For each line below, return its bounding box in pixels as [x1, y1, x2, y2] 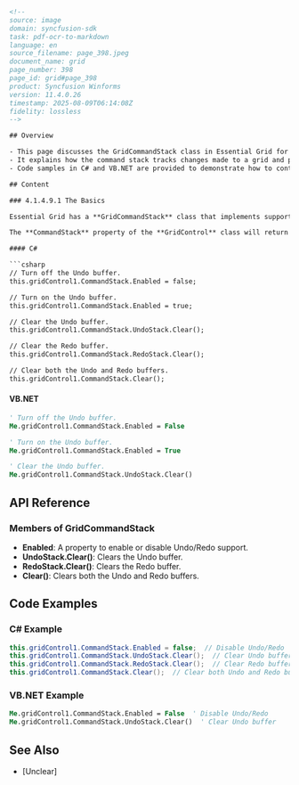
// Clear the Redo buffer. [9, 342, 109, 351]
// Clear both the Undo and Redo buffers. [9, 366, 169, 375]
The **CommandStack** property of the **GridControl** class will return [9, 228, 289, 237]
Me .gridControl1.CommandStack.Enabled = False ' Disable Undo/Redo [9, 709, 269, 718]
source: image [9, 15, 62, 25]
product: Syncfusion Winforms [9, 82, 122, 91]
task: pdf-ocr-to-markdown [9, 32, 109, 41]
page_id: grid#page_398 [9, 74, 98, 83]
